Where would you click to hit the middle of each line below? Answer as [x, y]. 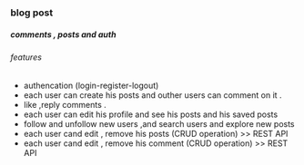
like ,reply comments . [65, 104]
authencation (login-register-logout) [91, 85]
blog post [32, 13]
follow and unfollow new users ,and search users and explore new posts [159, 123]
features [26, 57]
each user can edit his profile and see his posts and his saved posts [151, 114]
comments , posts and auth [63, 34]
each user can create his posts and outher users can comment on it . [152, 95]
